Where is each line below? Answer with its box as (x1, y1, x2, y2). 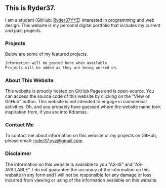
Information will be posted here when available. (5, 61, 110, 66)
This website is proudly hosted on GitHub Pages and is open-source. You (5, 88, 154, 94)
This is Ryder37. (5, 4, 56, 12)
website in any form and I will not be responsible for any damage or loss (5, 172, 152, 178)
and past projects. (5, 27, 42, 34)
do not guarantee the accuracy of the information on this (34, 166, 150, 172)
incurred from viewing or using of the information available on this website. (5, 177, 158, 183)
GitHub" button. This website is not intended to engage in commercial (5, 99, 147, 105)
